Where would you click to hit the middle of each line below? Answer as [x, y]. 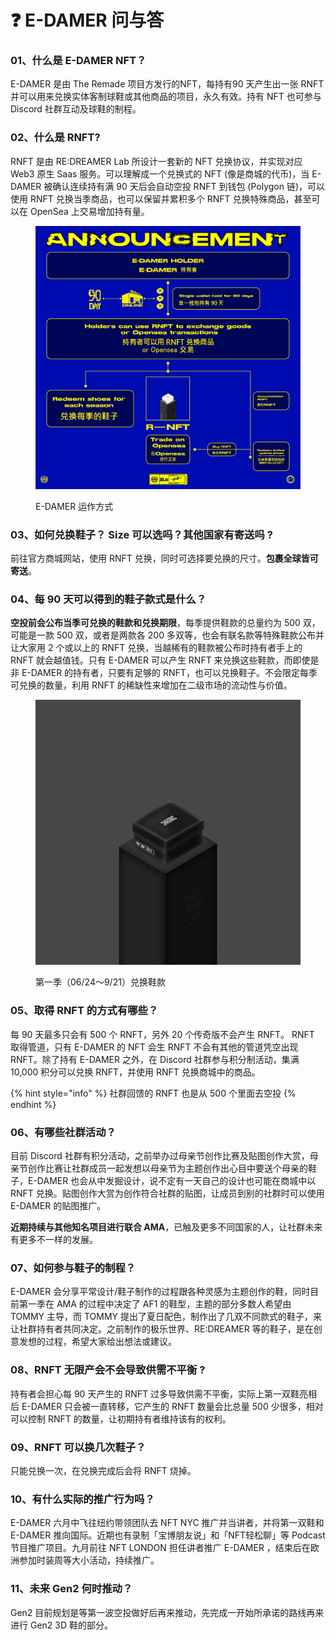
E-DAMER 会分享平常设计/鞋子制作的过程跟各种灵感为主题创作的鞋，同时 [160, 1292]
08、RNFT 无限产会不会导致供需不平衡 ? [108, 1370]
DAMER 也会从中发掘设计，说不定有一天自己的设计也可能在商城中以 [176, 1181]
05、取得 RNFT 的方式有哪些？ [84, 1011]
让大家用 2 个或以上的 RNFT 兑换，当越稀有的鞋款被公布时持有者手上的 [156, 648]
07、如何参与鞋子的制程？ [73, 1268]
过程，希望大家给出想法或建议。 [110, 1342]
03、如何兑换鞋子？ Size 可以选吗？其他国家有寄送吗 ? [141, 534]
